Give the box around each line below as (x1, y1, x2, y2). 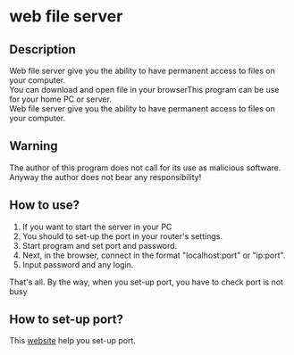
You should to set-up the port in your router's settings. (21, 230, 223, 242)
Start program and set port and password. (21, 240, 178, 251)
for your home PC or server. (9, 94, 112, 104)
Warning (9, 138, 58, 153)
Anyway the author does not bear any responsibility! (9, 171, 202, 182)
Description (9, 42, 76, 57)
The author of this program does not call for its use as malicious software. (9, 162, 281, 173)
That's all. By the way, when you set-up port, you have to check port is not (9, 277, 284, 287)
